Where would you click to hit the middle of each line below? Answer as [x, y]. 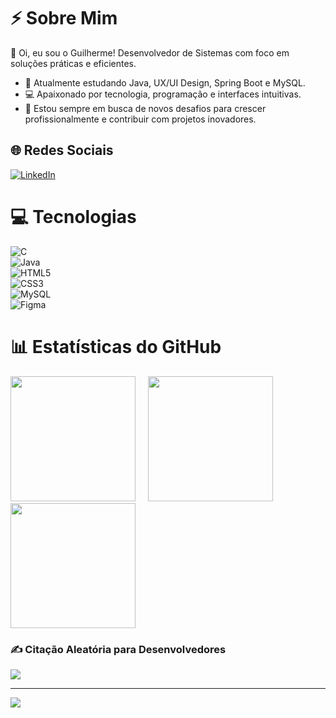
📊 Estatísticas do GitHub [116, 346]
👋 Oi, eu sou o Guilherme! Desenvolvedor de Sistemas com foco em [150, 52]
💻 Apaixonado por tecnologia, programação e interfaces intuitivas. [163, 94]
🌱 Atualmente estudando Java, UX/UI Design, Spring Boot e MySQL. [165, 82]
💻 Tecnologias [73, 216]
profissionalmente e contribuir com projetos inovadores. [140, 119]
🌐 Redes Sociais [62, 150]
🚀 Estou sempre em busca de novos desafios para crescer [145, 108]
